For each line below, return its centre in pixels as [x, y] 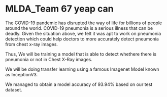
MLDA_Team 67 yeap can [59, 9]
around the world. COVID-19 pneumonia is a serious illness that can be [79, 28]
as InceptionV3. [22, 74]
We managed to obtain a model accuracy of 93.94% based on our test [79, 84]
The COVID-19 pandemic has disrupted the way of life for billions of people [84, 23]
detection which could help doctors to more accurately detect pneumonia [82, 39]
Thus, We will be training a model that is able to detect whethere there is [81, 54]
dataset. [14, 89]
